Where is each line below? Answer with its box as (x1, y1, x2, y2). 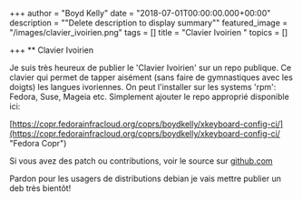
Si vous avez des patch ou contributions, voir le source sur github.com (9, 156, 274, 166)
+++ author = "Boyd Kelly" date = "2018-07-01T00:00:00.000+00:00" (9, 8, 271, 18)
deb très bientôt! (9, 183, 72, 194)
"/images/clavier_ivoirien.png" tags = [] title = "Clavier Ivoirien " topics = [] (9, 27, 288, 37)
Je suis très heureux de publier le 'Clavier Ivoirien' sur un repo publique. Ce (9, 63, 292, 73)
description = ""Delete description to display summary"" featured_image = (9, 17, 288, 28)
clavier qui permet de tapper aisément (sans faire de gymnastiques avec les (9, 72, 293, 83)
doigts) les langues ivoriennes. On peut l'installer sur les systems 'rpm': (9, 82, 277, 92)
